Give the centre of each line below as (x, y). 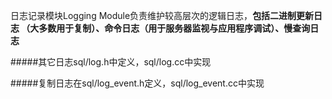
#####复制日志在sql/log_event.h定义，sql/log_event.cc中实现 (137, 83)
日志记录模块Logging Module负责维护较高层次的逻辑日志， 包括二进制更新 (162, 15)
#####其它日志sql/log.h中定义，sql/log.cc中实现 (111, 62)
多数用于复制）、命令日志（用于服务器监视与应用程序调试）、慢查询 (174, 28)
